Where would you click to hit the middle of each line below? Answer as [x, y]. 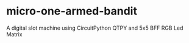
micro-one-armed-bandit [72, 11]
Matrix [14, 34]
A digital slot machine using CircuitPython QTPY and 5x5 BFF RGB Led [95, 28]
